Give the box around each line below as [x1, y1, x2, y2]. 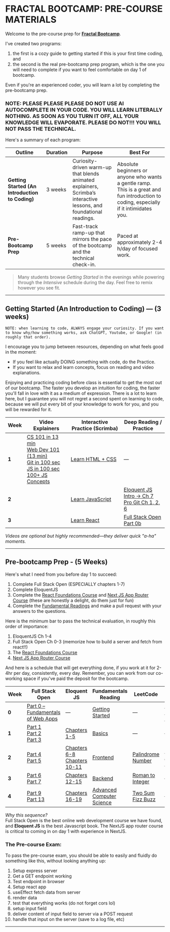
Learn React [70, 517, 100, 524]
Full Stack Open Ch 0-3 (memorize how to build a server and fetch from [12, 638, 162, 644]
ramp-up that [72, 229, 105, 236]
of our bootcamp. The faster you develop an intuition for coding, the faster [5, 385, 160, 391]
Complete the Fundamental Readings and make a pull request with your [12, 603, 162, 609]
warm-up [89, 164, 112, 171]
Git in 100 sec [27, 459, 61, 466]
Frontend [92, 754, 114, 761]
